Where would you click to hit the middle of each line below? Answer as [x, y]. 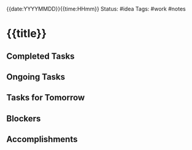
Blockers [24, 118]
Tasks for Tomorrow [46, 98]
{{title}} [27, 34]
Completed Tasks [40, 56]
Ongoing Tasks [36, 77]
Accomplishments [42, 139]
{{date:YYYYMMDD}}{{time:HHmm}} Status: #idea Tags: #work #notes [96, 9]
